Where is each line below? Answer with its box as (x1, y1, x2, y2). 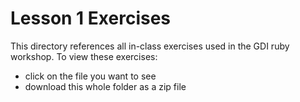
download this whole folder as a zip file (24, 80, 187, 92)
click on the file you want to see (24, 70, 157, 82)
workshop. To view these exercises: (10, 50, 158, 62)
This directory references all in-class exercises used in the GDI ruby (10, 40, 290, 52)
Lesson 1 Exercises (10, 7, 172, 30)
